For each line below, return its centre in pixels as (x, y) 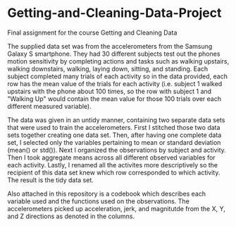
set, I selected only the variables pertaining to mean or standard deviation (114, 142)
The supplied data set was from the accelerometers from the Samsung (110, 46)
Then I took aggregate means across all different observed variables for (112, 157)
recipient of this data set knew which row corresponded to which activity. (114, 172)
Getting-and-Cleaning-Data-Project (114, 13)
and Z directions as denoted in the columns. (71, 216)
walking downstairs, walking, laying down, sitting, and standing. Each (108, 69)
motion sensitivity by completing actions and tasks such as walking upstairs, (118, 61)
